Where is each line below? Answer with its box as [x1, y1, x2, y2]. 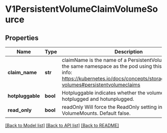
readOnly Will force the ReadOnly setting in [62, 104, 163, 110]
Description [114, 48, 143, 55]
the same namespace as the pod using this [62, 63, 162, 70]
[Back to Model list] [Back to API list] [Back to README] [5, 123, 119, 128]
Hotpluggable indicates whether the [62, 89, 146, 96]
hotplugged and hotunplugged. [62, 95, 134, 102]
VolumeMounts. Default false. [62, 110, 131, 117]
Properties [5, 34, 39, 42]
